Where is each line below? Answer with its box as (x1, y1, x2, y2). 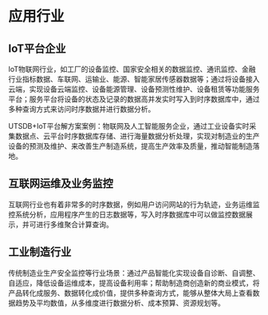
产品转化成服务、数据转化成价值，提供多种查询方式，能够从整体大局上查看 (8, 288, 253, 297)
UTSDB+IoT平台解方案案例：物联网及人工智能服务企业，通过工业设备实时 (8, 122, 250, 130)
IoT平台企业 (8, 42, 66, 55)
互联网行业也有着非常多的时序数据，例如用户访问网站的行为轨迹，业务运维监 (8, 199, 260, 209)
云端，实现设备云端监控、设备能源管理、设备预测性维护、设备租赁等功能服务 (8, 85, 260, 94)
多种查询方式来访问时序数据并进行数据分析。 (8, 105, 156, 114)
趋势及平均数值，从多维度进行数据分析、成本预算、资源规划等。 (14, 297, 225, 308)
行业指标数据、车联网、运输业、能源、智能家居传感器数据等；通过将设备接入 (8, 74, 260, 84)
